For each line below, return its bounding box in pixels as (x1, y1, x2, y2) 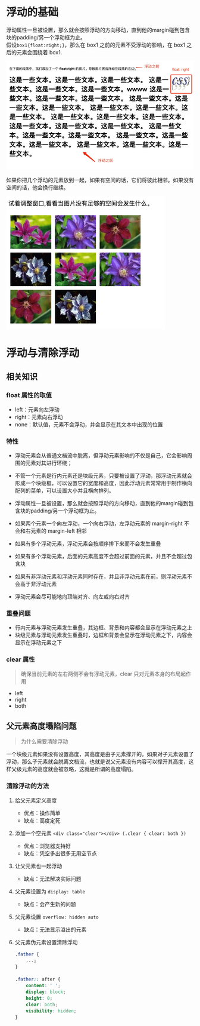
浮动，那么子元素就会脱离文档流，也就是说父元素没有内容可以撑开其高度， (6, 758, 189, 765)
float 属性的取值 (6, 391, 52, 400)
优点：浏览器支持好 (23, 842, 71, 849)
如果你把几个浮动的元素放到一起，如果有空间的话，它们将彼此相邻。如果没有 (6, 176, 194, 183)
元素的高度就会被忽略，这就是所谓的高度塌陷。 (21, 766, 137, 773)
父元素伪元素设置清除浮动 (14, 938, 78, 945)
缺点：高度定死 (23, 816, 61, 824)
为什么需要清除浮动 (20, 738, 68, 745)
